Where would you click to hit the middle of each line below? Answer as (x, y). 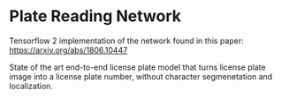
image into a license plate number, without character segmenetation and (141, 76)
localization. (31, 86)
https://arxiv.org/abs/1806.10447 (68, 49)
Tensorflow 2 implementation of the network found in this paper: (127, 41)
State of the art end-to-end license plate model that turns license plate (138, 67)
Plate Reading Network (95, 16)
